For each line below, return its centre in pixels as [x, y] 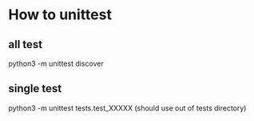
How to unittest [60, 15]
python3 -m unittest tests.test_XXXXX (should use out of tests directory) [127, 108]
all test [25, 44]
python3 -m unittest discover [56, 63]
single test [35, 89]
